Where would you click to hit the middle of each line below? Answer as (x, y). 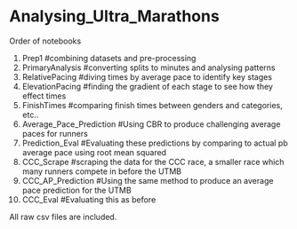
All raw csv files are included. (63, 217)
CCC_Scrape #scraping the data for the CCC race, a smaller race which (153, 162)
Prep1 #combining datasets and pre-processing (109, 58)
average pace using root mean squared (94, 152)
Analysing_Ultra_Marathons (114, 16)
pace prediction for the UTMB (76, 190)
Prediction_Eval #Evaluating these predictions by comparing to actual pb (155, 143)
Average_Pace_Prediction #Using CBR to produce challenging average (151, 124)
